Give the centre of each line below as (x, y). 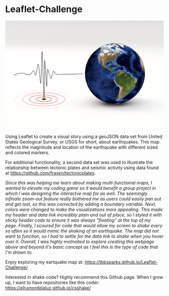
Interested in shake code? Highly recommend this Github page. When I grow (84, 277)
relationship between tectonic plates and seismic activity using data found (82, 168)
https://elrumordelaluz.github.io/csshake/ (48, 287)
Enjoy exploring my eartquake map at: (45, 262)
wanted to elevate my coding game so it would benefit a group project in (80, 188)
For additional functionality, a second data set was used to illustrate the (79, 162)
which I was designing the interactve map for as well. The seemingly (76, 193)
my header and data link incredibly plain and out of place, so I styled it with (83, 214)
